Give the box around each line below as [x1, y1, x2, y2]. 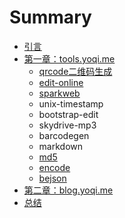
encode [38, 161, 71, 173]
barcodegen [38, 129, 90, 141]
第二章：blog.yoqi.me [23, 184, 114, 196]
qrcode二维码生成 [38, 65, 113, 77]
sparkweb [38, 87, 81, 99]
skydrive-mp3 [38, 119, 97, 131]
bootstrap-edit [38, 108, 99, 120]
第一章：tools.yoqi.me [23, 52, 116, 65]
